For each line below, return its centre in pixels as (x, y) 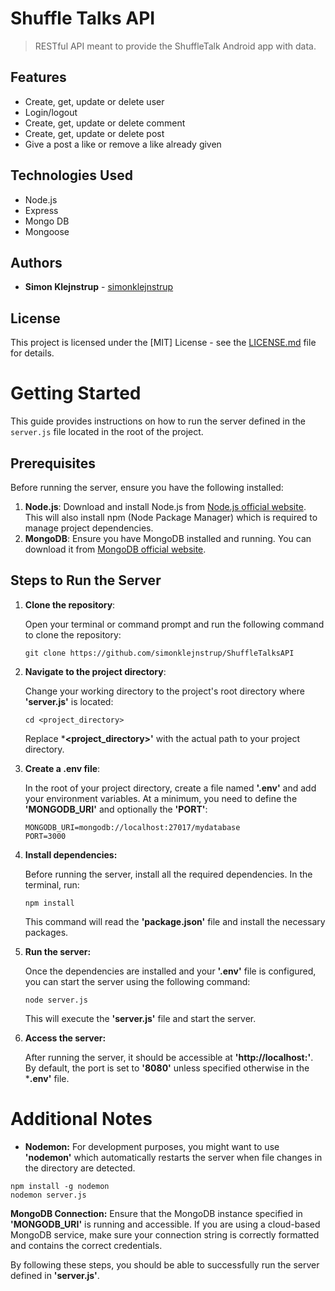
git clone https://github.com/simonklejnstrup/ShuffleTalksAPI (159, 653)
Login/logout (51, 112)
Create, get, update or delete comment (105, 123)
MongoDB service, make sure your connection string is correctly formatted (165, 1234)
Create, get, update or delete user (94, 101)
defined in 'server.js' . (55, 1275)
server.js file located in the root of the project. (107, 432)
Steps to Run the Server (86, 580)
